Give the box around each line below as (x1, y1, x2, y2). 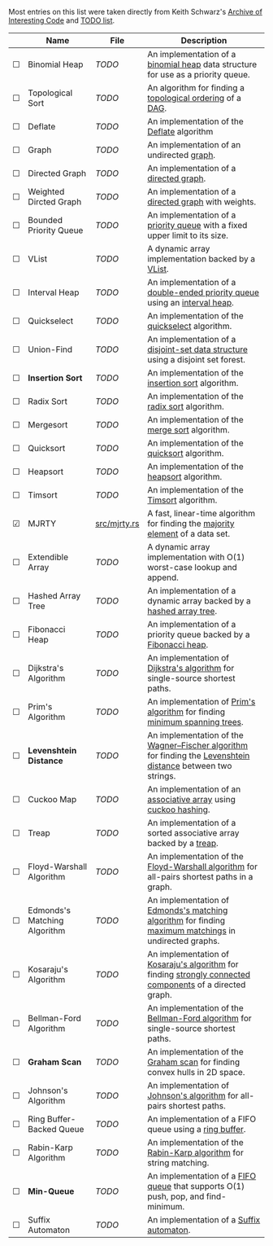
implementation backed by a (147, 253, 256, 264)
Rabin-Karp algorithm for (147, 1147, 244, 1158)
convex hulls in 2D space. (147, 1067, 245, 1077)
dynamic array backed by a (147, 595, 252, 606)
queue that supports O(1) (147, 1181, 245, 1191)
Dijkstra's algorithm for (147, 663, 235, 673)
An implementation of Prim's (147, 696, 256, 707)
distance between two (147, 761, 232, 771)
